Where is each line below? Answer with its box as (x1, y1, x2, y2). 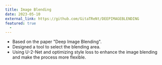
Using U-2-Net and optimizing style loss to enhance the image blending (12, 49, 158, 55)
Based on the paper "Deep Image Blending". (12, 39, 102, 44)
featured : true (5, 21, 36, 26)
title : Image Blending (5, 7, 52, 12)
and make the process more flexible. (12, 54, 86, 60)
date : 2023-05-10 (5, 12, 41, 17)
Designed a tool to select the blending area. (12, 44, 101, 50)
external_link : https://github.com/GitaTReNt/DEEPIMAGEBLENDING (5, 16, 139, 21)
